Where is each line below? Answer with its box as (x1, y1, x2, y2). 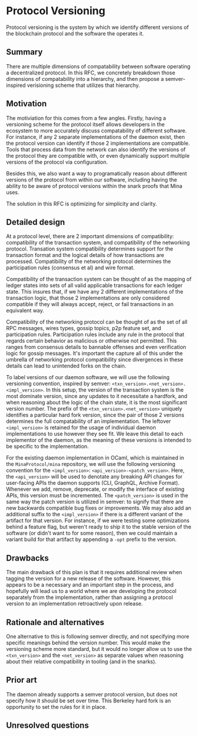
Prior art (6, 675, 37, 685)
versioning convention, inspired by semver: (6, 380, 111, 387)
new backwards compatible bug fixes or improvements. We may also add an (6, 504, 192, 512)
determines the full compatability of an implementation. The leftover (6, 418, 171, 425)
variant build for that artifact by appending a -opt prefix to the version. (6, 536, 177, 543)
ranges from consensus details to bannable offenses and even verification (6, 344, 187, 351)
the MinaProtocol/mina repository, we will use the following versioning (6, 461, 176, 468)
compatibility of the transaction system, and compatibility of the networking (6, 239, 190, 246)
